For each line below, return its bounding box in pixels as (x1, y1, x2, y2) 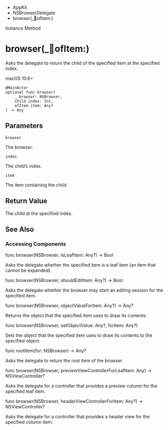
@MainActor (5, 85, 29, 90)
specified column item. (5, 419, 53, 425)
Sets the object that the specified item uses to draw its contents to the (5, 332, 153, 338)
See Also (5, 225, 34, 233)
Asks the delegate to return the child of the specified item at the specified (5, 60, 160, 66)
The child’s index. (5, 163, 42, 169)
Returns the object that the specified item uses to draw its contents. (5, 312, 148, 319)
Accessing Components (5, 240, 66, 247)
